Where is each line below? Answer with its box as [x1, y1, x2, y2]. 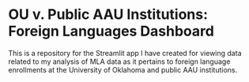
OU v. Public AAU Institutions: [8, 6, 208, 24]
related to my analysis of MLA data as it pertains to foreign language [8, 57, 231, 66]
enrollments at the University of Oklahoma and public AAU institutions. [8, 65, 238, 74]
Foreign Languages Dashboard [8, 22, 215, 40]
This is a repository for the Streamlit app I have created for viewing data [8, 48, 242, 58]
